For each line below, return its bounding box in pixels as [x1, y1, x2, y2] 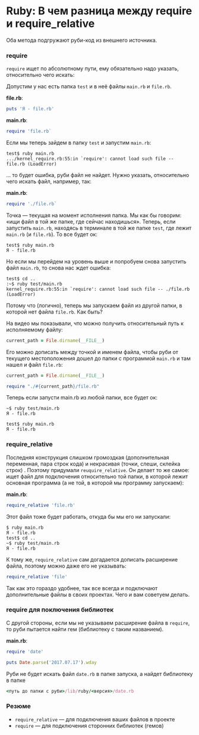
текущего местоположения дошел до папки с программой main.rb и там [6, 355, 191, 362]
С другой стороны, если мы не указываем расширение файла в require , [6, 619, 190, 627]
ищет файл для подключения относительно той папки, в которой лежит [6, 473, 188, 480]
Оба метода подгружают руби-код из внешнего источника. [6, 36, 157, 44]
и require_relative [6, 17, 95, 30]
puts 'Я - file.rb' [6, 106, 55, 112]
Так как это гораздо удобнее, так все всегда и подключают [6, 584, 158, 591]
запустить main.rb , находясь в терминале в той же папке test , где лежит [6, 224, 192, 231]
